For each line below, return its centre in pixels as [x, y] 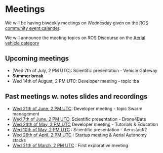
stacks [19, 140]
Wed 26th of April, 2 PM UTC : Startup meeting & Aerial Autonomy [80, 135]
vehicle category [22, 43]
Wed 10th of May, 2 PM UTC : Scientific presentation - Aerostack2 [80, 129]
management [26, 114]
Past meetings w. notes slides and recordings [76, 97]
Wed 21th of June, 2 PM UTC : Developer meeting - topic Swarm [77, 108]
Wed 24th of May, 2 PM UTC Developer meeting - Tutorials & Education [85, 124]
